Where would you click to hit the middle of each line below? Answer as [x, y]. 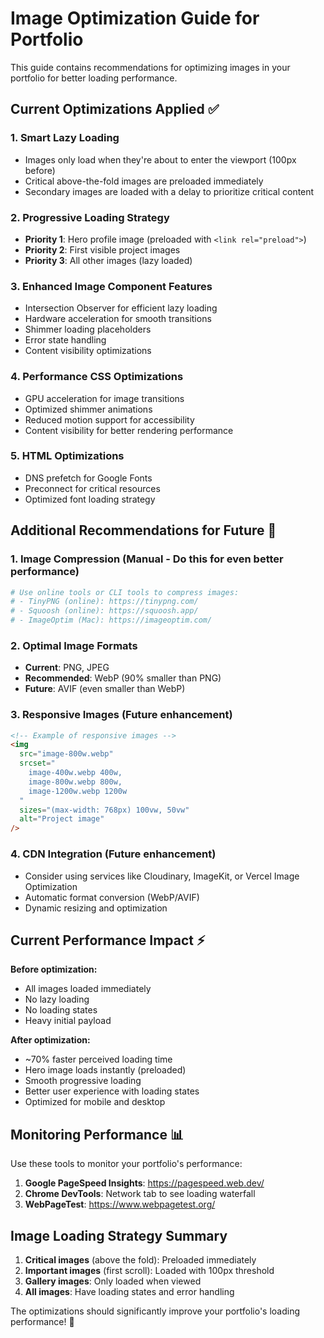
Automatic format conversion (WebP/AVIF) [112, 897]
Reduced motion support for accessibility [109, 419]
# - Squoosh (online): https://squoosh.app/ [104, 611]
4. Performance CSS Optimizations [97, 377]
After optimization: [50, 1040]
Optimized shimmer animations [88, 409]
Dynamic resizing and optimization [96, 908]
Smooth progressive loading [83, 1081]
